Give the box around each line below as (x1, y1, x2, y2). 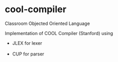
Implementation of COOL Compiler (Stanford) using (5, 30, 113, 36)
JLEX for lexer (12, 40, 42, 46)
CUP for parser (12, 51, 45, 57)
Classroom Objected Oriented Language (5, 20, 90, 26)
